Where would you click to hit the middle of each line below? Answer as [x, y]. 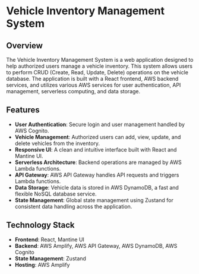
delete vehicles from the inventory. [57, 143]
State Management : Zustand [50, 258]
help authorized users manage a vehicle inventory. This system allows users [99, 66]
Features [23, 110]
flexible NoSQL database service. [56, 194]
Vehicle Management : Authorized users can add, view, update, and [98, 137]
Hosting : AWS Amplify [42, 264]
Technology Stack [40, 225]
